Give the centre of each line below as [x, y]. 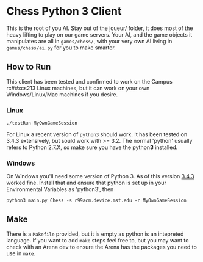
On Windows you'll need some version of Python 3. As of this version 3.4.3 [100, 176]
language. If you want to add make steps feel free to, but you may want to [98, 241]
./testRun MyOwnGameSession [42, 123]
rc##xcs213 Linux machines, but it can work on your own [78, 88]
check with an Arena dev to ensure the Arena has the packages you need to [101, 247]
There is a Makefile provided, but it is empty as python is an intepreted [95, 234]
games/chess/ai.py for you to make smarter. [61, 48]
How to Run [29, 67]
